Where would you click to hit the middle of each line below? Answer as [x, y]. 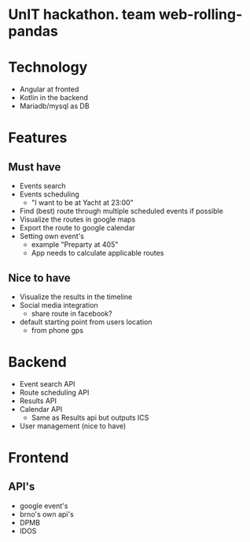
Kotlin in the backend [54, 98]
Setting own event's [52, 236]
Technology [48, 67]
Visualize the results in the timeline [76, 297]
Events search [42, 186]
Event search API [47, 383]
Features [38, 138]
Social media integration [59, 305]
